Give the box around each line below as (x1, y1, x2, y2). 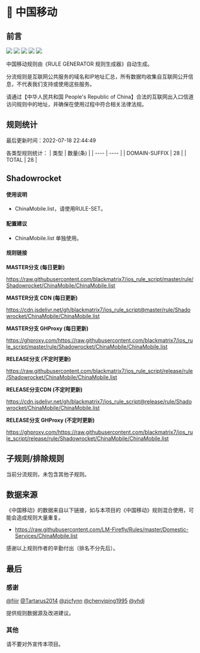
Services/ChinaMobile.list (14, 532, 78, 540)
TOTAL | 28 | (6, 156, 37, 163)
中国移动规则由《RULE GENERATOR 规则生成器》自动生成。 (6, 60, 153, 67)
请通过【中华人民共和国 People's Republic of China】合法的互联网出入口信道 (6, 93, 194, 100)
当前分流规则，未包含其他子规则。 (6, 470, 90, 478)
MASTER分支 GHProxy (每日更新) (6, 325, 89, 332)
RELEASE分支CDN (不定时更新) (6, 386, 83, 393)
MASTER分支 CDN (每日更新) (6, 294, 78, 301)
